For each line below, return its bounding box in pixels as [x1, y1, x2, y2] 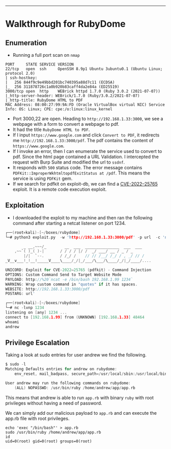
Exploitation [5, 201, 44, 210]
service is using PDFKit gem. [12, 175, 73, 182]
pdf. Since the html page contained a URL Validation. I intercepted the [12, 154, 159, 160]
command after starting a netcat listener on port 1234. [12, 220, 126, 226]
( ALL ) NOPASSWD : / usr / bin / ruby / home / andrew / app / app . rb [14, 385, 136, 390]
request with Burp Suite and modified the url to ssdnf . [12, 159, 125, 165]
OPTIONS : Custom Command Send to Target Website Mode [5, 272, 122, 277]
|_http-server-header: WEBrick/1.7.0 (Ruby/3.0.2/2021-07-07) [5, 93, 140, 98]
